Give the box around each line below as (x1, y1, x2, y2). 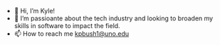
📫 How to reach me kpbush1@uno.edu (14, 30, 130, 38)
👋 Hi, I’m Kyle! (14, 7, 56, 15)
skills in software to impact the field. (14, 22, 120, 30)
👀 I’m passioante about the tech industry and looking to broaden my (14, 14, 214, 22)
